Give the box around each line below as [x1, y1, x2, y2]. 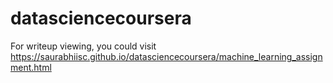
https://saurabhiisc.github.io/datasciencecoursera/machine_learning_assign [10, 50, 323, 62]
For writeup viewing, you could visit [10, 40, 157, 52]
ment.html [10, 61, 52, 73]
